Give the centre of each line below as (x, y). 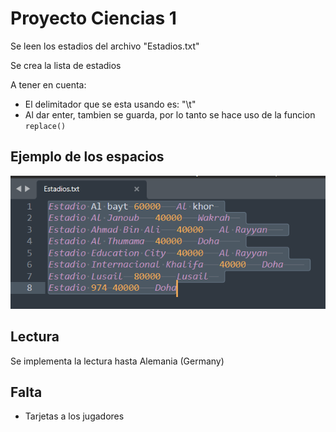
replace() (45, 126)
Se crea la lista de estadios (66, 65)
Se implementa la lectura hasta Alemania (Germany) (117, 361)
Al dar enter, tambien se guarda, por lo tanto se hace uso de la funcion (170, 114)
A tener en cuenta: (48, 84)
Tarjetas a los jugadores (74, 416)
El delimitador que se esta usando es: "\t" (110, 104)
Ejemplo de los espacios (87, 157)
